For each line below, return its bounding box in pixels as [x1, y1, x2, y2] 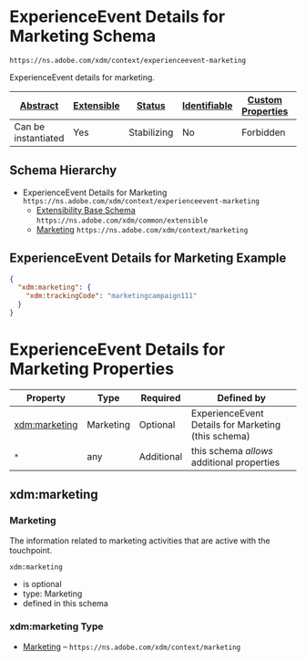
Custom [247, 93, 282, 106]
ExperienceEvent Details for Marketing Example [9, 251, 287, 266]
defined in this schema [22, 597, 109, 608]
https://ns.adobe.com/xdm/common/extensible [36, 216, 209, 225]
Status [136, 98, 166, 111]
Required [140, 391, 181, 404]
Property [25, 391, 66, 404]
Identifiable [181, 98, 233, 111]
